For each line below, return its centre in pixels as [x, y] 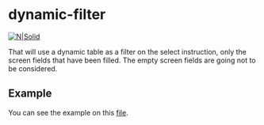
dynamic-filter [57, 15]
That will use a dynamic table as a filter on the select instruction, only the [128, 51]
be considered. [33, 68]
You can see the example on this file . [68, 112]
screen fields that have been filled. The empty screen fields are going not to [132, 60]
